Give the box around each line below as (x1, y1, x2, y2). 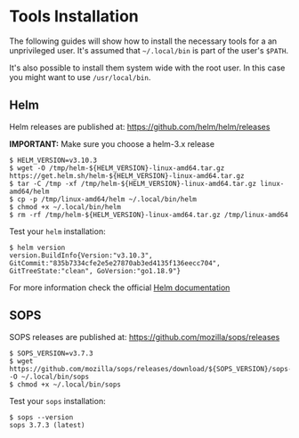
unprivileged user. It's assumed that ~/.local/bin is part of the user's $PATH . (9, 45, 289, 55)
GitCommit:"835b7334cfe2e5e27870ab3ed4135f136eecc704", (9, 258, 221, 268)
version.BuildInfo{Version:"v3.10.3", (9, 251, 153, 260)
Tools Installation (9, 6, 140, 27)
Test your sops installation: (9, 395, 106, 406)
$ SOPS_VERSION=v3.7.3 (9, 349, 93, 358)
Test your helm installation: (9, 225, 106, 237)
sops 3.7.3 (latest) (9, 420, 86, 429)
